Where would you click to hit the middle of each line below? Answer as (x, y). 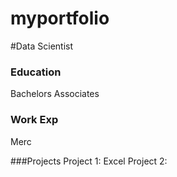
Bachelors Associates (55, 94)
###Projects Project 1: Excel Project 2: (89, 161)
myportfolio (60, 18)
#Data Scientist (42, 46)
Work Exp (34, 120)
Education (36, 72)
